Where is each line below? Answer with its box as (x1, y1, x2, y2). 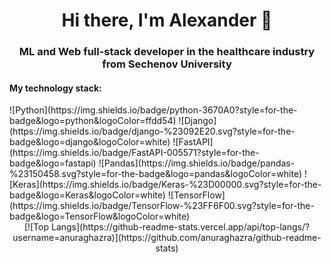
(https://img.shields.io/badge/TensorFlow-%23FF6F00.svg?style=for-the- (9, 200, 315, 212)
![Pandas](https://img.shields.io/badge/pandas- (98, 157, 296, 169)
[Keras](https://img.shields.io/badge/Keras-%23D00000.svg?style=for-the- (9, 179, 322, 191)
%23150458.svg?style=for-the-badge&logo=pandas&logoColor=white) (9, 168, 303, 180)
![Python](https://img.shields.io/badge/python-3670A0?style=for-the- (9, 104, 298, 116)
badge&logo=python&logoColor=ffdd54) (9, 115, 177, 127)
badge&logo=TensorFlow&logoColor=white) (9, 210, 191, 223)
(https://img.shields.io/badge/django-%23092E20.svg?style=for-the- (9, 125, 296, 138)
